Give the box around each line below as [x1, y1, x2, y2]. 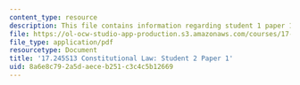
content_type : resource [9, 12, 98, 22]
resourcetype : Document [9, 46, 98, 55]
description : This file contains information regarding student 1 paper [9, 21, 286, 30]
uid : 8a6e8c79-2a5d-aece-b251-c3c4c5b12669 [9, 63, 174, 72]
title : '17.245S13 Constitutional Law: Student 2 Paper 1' [9, 54, 234, 63]
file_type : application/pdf [9, 37, 114, 47]
